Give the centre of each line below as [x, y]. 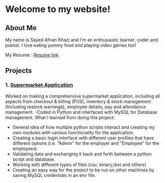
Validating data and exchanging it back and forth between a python [82, 154]
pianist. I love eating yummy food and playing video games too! [71, 45]
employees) [25, 148]
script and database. [34, 159]
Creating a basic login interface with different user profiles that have [83, 138]
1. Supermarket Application [39, 85]
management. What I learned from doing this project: [60, 117]
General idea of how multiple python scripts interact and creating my [84, 127]
